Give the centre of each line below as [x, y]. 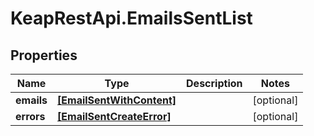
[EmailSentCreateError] [114, 116]
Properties [44, 55]
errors [30, 116]
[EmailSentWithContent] [117, 100]
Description [214, 83]
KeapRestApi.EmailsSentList [131, 18]
